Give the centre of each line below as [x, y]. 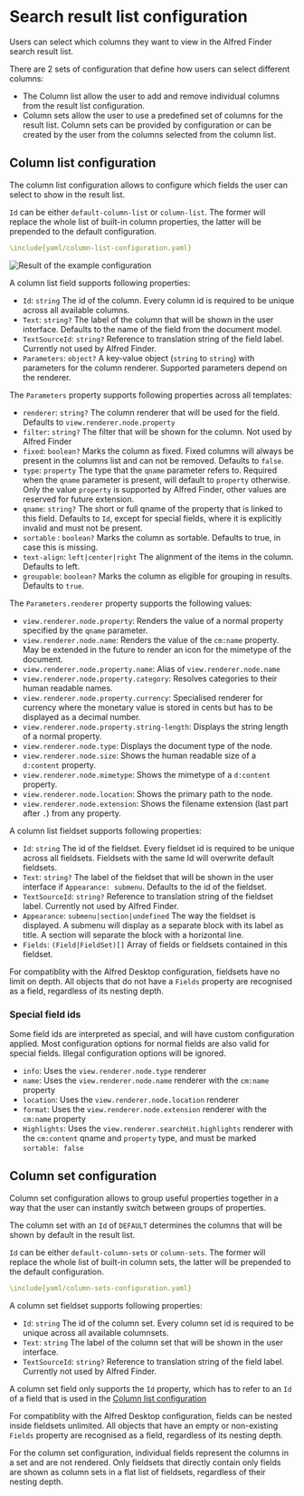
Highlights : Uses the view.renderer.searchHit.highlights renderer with [158, 1128]
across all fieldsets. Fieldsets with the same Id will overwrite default [148, 858]
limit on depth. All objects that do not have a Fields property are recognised [151, 981]
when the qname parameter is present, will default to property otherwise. [157, 479]
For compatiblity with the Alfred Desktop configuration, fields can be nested [151, 1415]
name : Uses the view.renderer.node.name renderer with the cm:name [146, 1080]
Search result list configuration [128, 17]
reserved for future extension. [78, 499]
